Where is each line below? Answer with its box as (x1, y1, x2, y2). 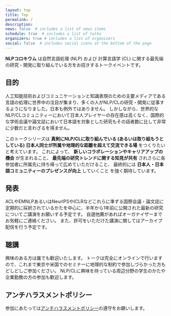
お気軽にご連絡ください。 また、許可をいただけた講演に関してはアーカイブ (5, 218, 163, 224)
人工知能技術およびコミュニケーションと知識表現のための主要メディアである (5, 93, 166, 99)
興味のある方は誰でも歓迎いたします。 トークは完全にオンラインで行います (5, 255, 163, 261)
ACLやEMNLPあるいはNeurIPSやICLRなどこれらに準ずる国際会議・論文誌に (5, 198, 164, 205)
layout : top (5, 7, 31, 13)
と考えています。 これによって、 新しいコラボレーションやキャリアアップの (5, 148, 163, 154)
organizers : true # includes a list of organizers (5, 36, 115, 41)
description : (5, 21, 33, 27)
